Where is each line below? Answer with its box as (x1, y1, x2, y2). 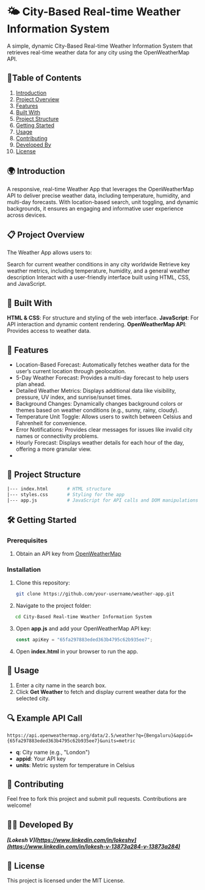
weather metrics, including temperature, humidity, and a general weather (7, 267, 190, 275)
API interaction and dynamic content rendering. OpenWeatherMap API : (7, 321, 187, 328)
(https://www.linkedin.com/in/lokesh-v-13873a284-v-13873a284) (7, 843, 181, 850)
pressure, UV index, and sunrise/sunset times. (15, 393, 132, 401)
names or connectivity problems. (15, 432, 99, 440)
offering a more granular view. (15, 445, 92, 453)
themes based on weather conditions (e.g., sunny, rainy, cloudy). (15, 407, 179, 414)
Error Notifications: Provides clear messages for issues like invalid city (15, 426, 193, 433)
